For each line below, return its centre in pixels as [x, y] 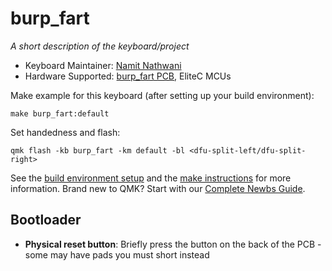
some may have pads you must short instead [117, 254]
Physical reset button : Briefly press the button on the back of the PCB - [173, 244]
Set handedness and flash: [65, 132]
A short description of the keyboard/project [100, 46]
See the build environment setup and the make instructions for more [151, 178]
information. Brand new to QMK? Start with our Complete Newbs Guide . [158, 188]
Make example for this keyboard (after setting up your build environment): [162, 95]
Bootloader [46, 220]
